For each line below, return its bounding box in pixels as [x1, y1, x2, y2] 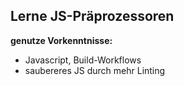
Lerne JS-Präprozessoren [10, 8, 175, 25]
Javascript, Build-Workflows [24, 54, 142, 66]
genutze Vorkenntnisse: [10, 34, 113, 46]
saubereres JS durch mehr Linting [24, 64, 166, 76]
